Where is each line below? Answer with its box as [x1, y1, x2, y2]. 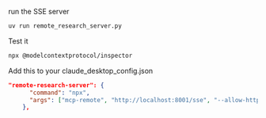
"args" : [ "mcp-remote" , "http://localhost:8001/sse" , [28, 96, 211, 104]
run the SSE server [8, 7, 70, 16]
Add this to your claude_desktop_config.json [8, 66, 154, 75]
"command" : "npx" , [28, 89, 90, 97]
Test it [8, 36, 28, 46]
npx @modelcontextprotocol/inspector [8, 51, 133, 59]
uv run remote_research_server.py [8, 22, 123, 30]
